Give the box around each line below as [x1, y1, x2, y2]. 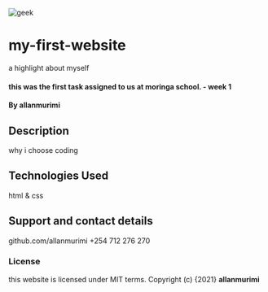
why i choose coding [8, 145, 79, 155]
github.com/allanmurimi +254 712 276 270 [8, 236, 151, 246]
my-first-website [8, 37, 126, 54]
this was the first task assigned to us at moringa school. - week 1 [8, 81, 232, 91]
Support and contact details [8, 214, 153, 228]
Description [8, 124, 69, 137]
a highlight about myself [8, 63, 90, 72]
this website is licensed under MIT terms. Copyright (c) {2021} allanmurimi [8, 274, 260, 284]
